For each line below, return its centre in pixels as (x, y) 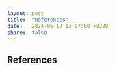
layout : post (26, 13)
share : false (27, 32)
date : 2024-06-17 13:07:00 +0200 (58, 26)
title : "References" (38, 20)
